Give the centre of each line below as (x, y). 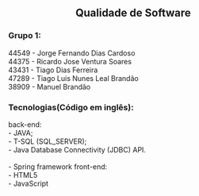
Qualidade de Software (133, 13)
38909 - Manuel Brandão (50, 86)
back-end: (25, 124)
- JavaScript (29, 183)
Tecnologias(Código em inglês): (71, 107)
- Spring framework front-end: (58, 167)
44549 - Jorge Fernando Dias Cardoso (72, 53)
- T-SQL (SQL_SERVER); (48, 141)
